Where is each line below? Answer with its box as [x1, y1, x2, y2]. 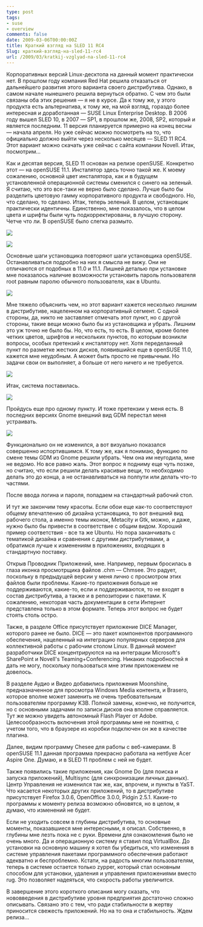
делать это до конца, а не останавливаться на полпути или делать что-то [6, 473, 197, 480]
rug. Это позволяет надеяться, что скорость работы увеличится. [6, 876, 175, 883]
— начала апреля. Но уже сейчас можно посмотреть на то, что [6, 128, 171, 136]
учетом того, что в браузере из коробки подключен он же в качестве [6, 725, 187, 732]
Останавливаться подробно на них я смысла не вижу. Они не [6, 258, 167, 265]
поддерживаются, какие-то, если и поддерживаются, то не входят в [6, 585, 184, 593]
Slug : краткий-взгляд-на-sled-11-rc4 [6, 48, 102, 55]
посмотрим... [6, 148, 41, 155]
